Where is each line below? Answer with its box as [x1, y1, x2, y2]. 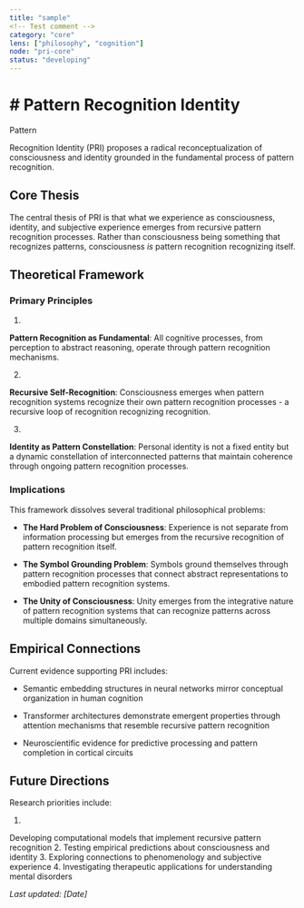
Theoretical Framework [9, 267, 145, 282]
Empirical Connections [9, 641, 142, 656]
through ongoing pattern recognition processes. [9, 460, 189, 472]
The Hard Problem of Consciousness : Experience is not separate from [22, 521, 289, 532]
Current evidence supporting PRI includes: [9, 665, 168, 676]
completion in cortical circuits [22, 746, 133, 758]
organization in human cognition [22, 692, 143, 704]
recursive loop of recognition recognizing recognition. [9, 406, 211, 418]
